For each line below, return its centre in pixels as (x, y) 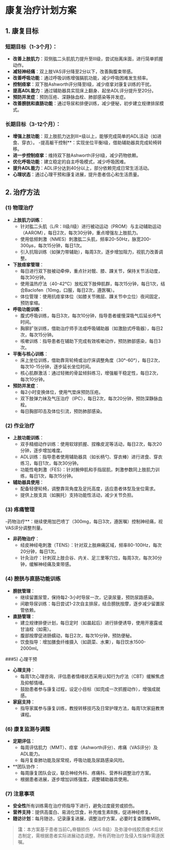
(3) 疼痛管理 (20, 509)
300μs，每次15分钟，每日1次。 (52, 245)
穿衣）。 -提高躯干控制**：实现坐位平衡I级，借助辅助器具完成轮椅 (89, 143)
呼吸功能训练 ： (28, 309)
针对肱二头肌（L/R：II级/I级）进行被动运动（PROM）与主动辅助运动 (91, 226)
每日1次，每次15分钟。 (53, 476)
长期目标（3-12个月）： (33, 124)
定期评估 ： (24, 741)
